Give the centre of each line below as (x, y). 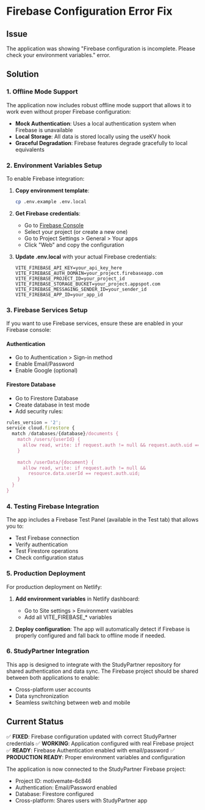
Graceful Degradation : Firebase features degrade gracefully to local (101, 143)
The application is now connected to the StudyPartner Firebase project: (96, 769)
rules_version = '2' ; (34, 422)
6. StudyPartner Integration (48, 651)
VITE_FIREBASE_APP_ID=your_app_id (59, 294)
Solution (23, 74)
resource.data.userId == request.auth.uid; (84, 474)
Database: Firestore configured (54, 793)
